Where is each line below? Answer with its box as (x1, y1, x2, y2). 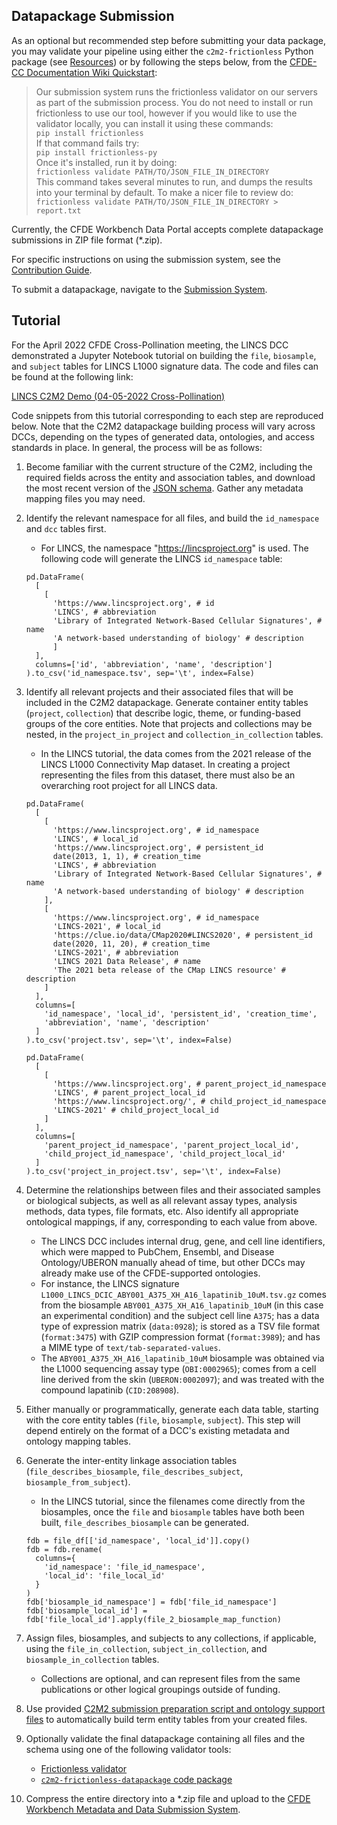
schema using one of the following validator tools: (25, 1743, 232, 1755)
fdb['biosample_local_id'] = (25, 1605, 148, 1616)
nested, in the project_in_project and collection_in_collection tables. (25, 728, 324, 740)
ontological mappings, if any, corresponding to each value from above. (25, 1215, 318, 1228)
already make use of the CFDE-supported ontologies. (40, 1267, 261, 1279)
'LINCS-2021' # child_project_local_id (52, 1105, 219, 1115)
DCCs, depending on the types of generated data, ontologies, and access (11, 430, 315, 443)
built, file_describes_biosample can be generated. (40, 1516, 250, 1528)
